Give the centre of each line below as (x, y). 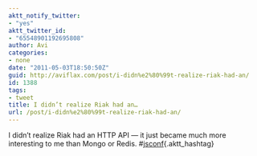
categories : (28, 53)
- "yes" (21, 23)
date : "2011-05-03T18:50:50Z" (59, 68)
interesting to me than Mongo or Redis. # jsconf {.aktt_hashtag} (111, 144)
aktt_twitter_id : (37, 30)
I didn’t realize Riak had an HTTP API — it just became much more (117, 135)
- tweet (21, 98)
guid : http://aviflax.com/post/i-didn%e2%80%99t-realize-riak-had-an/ (129, 75)
